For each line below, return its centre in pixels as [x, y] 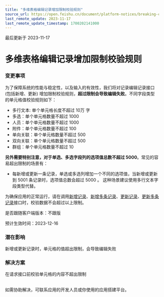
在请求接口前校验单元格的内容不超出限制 [46, 274]
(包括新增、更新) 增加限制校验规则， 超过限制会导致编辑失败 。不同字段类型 [80, 93]
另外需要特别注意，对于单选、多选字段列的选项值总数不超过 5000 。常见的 [80, 157]
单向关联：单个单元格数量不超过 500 [49, 135]
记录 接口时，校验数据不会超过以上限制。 [46, 202]
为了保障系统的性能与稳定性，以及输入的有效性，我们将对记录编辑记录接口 [80, 87]
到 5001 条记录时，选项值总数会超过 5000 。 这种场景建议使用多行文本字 [85, 180]
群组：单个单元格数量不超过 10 [43, 147]
